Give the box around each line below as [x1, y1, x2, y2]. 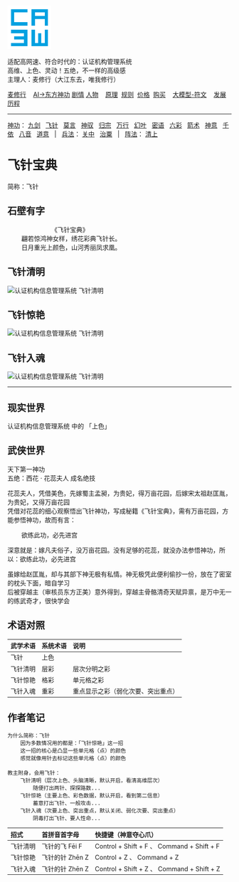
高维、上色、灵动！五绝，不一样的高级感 [7, 66, 126, 75]
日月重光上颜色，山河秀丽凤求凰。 [21, 243, 122, 251]
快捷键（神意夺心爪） [95, 830, 158, 839]
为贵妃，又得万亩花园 [7, 497, 70, 506]
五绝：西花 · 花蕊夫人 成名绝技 [7, 474, 96, 482]
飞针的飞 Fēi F [41, 842, 83, 851]
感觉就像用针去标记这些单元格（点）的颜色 [20, 755, 127, 763]
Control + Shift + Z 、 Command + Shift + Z [95, 864, 221, 873]
